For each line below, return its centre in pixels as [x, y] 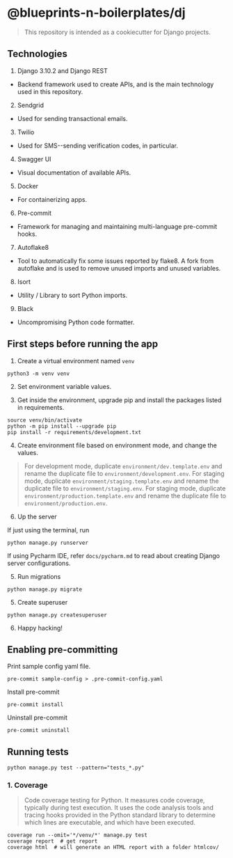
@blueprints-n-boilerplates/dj [96, 13]
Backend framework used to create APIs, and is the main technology [115, 84]
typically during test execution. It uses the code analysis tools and [119, 808]
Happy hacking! [40, 628]
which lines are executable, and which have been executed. [110, 823]
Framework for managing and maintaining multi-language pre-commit [117, 226]
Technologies [38, 54]
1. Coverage [28, 786]
